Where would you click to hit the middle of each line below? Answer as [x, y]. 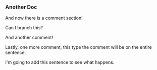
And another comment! [29, 38]
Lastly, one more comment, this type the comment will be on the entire [79, 47]
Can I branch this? [24, 28]
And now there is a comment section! [44, 18]
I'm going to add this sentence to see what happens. [60, 62]
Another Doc [21, 7]
